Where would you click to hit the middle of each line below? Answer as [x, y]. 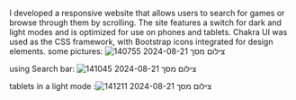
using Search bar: [42, 68]
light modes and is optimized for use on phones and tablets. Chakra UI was [148, 32]
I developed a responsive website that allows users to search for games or [147, 13]
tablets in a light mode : [53, 86]
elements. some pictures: [56, 51]
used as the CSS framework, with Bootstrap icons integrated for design [141, 41]
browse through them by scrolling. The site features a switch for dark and [145, 23]
